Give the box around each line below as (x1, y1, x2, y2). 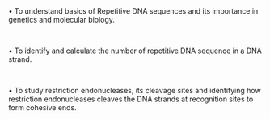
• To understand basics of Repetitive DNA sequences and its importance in (8, 6, 259, 15)
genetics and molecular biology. (8, 15, 116, 24)
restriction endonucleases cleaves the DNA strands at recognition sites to (8, 94, 254, 104)
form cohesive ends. (8, 103, 77, 112)
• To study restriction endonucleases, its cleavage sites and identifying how (8, 86, 261, 95)
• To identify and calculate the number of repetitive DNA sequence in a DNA (8, 46, 263, 55)
